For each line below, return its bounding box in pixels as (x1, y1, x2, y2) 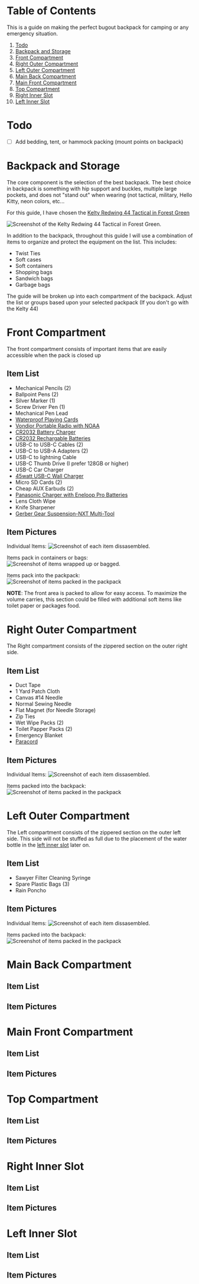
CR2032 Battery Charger (15, 428, 76, 435)
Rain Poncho (15, 886, 47, 893)
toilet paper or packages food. (6, 602, 80, 609)
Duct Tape (15, 681, 41, 689)
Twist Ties (15, 249, 41, 256)
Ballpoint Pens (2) (15, 391, 59, 398)
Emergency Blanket (15, 732, 63, 739)
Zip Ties (15, 713, 35, 720)
